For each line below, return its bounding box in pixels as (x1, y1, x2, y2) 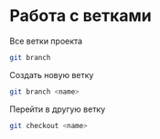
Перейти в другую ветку (9, 104, 106, 114)
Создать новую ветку (9, 69, 94, 80)
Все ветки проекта (9, 35, 83, 46)
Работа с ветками (9, 5, 153, 26)
